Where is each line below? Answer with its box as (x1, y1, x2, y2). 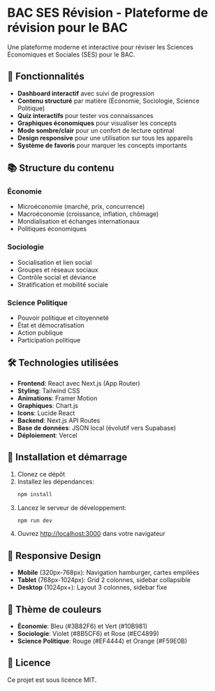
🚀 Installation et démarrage (7, 451, 128, 463)
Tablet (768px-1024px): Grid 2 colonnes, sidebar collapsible (17, 576, 191, 584)
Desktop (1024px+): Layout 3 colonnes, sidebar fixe (17, 583, 168, 592)
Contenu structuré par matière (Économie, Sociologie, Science (17, 96, 200, 105)
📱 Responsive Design (7, 550, 101, 562)
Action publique (17, 328, 64, 337)
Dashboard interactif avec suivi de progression (17, 89, 155, 97)
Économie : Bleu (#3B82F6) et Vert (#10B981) (17, 622, 148, 630)
